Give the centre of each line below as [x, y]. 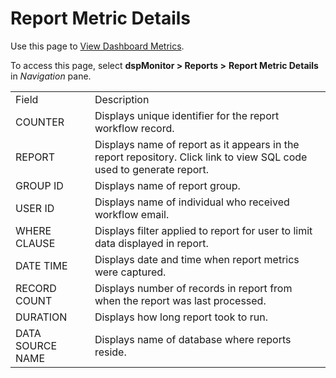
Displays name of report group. [167, 185]
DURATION [41, 317]
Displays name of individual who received [192, 202]
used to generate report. [152, 169]
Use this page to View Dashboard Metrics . [97, 46]
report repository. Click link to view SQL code [201, 157]
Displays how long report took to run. [181, 317]
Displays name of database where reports [193, 339]
